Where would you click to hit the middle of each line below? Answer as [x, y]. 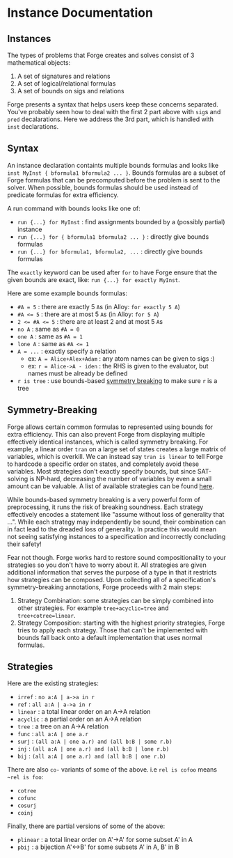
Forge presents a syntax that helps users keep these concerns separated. [113, 104]
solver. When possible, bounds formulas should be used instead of [103, 187]
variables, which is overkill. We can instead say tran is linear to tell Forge [115, 456]
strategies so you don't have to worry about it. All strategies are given [107, 565]
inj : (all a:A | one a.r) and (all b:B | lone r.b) [93, 749]
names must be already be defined [78, 373]
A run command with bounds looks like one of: [74, 208]
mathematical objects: [39, 63]
